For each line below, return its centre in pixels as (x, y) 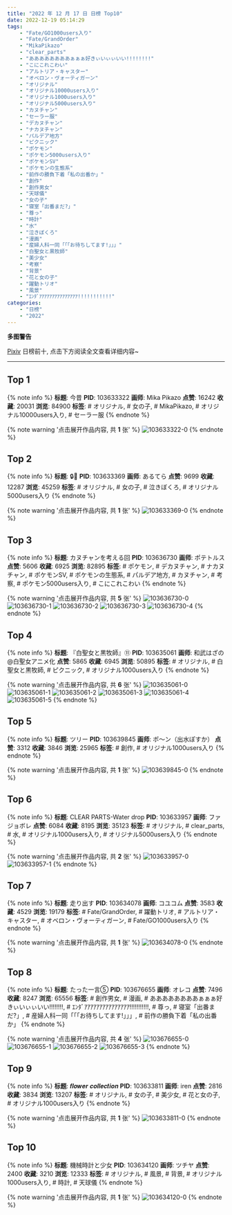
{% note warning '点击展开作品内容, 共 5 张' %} (74, 599)
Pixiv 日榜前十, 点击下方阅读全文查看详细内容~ (73, 351)
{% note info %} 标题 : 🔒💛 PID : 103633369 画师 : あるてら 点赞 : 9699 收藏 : (111, 476)
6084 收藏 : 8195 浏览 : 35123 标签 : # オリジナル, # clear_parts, (136, 825)
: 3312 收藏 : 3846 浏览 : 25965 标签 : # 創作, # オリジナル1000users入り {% (119, 747)
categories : (24, 303)
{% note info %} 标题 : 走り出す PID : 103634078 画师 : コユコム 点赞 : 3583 (111, 903)
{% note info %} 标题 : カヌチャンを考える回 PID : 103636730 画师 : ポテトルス (116, 558)
